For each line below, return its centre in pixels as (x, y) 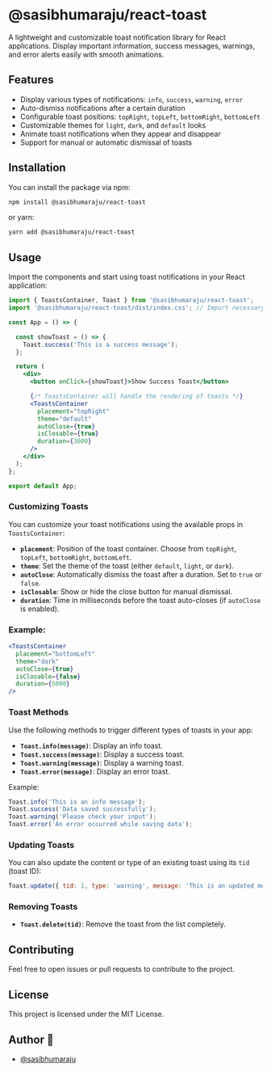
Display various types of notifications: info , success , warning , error (131, 99)
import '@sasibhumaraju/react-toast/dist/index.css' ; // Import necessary (137, 308)
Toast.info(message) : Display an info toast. (91, 745)
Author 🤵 (31, 1039)
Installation (37, 168)
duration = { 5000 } (43, 684)
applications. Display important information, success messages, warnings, (132, 45)
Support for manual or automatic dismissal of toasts (106, 142)
